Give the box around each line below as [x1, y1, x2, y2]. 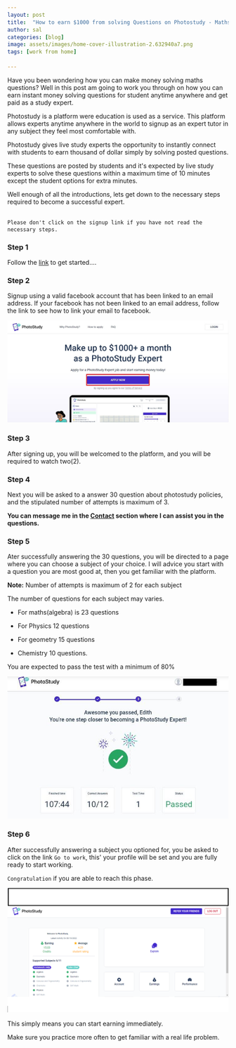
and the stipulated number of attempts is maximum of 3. [7, 497, 170, 506]
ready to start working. [7, 860, 74, 869]
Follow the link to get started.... [7, 258, 97, 267]
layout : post [7, 11, 46, 18]
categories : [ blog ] [7, 34, 65, 41]
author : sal [7, 26, 42, 33]
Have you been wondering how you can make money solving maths [7, 76, 204, 84]
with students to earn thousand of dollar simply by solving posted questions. [7, 148, 229, 156]
